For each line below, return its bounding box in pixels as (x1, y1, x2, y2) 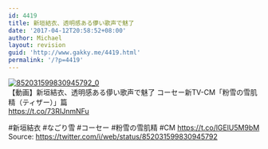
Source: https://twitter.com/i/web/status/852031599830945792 (8, 131, 218, 141)
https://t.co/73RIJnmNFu (8, 106, 89, 116)
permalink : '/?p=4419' (8, 57, 84, 65)
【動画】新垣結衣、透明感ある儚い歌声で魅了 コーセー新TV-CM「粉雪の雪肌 (8, 87, 258, 96)
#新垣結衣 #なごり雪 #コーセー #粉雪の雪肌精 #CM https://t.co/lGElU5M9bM (8, 123, 260, 132)
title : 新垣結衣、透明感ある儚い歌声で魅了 (8, 19, 135, 27)
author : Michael (8, 33, 62, 42)
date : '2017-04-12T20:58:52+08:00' (8, 26, 127, 34)
